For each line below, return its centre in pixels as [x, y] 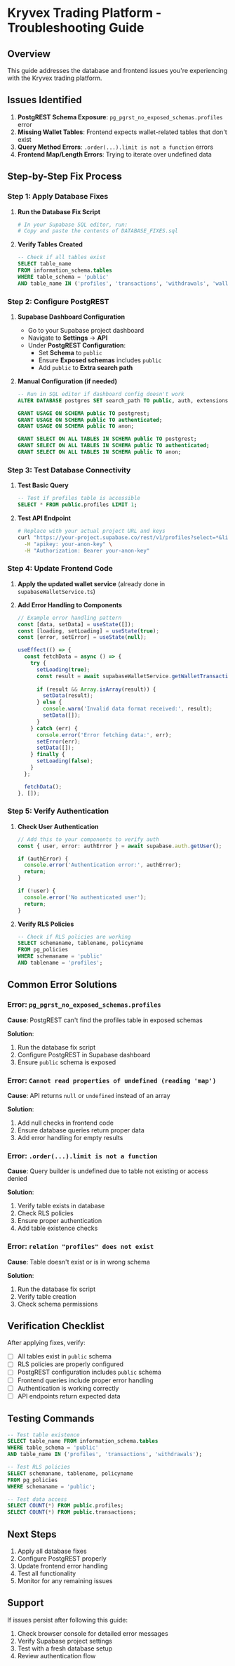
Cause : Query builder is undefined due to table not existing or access [108, 1171]
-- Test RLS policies [39, 1467]
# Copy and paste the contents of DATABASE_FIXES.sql [98, 231]
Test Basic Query [43, 485]
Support [26, 1603]
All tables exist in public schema [65, 1356]
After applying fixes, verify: [46, 1343]
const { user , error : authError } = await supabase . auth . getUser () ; [120, 846]
